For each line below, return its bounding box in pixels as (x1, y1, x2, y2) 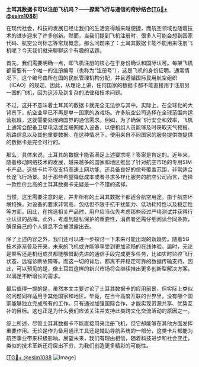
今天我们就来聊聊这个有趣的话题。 (21, 47, 105, 54)
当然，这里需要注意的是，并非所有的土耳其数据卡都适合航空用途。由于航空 (6, 194, 188, 200)
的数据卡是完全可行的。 (6, 139, 63, 146)
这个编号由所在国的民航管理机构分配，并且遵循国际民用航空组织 (21, 74, 178, 81)
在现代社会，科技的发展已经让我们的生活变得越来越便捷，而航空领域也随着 (6, 25, 188, 31)
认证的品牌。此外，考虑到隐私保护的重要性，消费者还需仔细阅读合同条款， (11, 215, 193, 223)
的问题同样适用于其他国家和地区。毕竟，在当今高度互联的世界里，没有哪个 (6, 292, 188, 300)
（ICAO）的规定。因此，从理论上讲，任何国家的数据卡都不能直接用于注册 (6, 82, 185, 88)
